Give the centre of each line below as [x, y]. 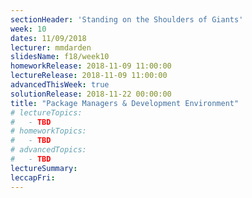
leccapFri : [33, 177]
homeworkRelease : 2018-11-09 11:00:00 [91, 66]
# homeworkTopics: [48, 131]
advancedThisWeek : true [60, 85]
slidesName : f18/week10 [60, 57]
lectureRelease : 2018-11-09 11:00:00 [89, 76]
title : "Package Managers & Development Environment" [125, 103]
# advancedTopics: [48, 150]
